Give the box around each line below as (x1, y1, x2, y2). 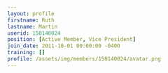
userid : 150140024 (7, 29, 61, 37)
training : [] (7, 49, 45, 56)
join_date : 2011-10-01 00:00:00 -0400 (7, 42, 120, 49)
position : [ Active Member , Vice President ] (7, 36, 136, 43)
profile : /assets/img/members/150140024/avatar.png (7, 56, 161, 63)
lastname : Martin (7, 23, 58, 30)
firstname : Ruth (7, 17, 55, 24)
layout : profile (7, 10, 55, 17)
